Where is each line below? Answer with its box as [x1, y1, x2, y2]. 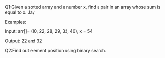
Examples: [5, 19, 26, 25]
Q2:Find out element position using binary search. [5, 48, 107, 53]
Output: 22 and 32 [5, 38, 42, 44]
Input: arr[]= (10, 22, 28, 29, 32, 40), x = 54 [5, 29, 93, 34]
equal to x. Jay [5, 9, 35, 15]
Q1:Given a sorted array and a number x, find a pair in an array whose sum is [5, 4, 161, 10]
